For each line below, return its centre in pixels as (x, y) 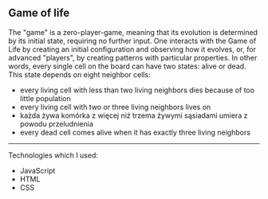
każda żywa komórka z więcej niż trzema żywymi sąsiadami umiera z (134, 115)
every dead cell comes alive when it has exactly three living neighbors (135, 132)
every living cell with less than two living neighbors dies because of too (137, 90)
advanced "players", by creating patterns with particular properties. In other (133, 57)
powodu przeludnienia (57, 123)
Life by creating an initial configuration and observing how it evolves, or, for (132, 49)
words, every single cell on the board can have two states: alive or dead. (127, 66)
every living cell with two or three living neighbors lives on (115, 107)
